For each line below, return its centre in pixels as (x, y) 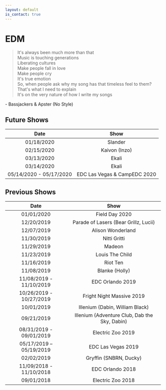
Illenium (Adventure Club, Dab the (114, 315)
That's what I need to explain (47, 89)
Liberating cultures (36, 63)
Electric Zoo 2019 (114, 333)
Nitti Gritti (114, 238)
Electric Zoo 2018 (114, 381)
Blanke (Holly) (114, 271)
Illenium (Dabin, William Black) (114, 307)
